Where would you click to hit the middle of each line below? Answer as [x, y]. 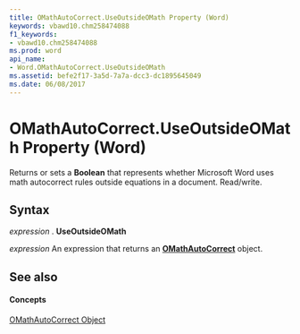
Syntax [29, 210]
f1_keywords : [33, 34]
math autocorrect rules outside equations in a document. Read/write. [136, 182]
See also [33, 277]
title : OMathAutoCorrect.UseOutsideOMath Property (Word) [119, 17]
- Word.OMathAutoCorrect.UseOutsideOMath [87, 68]
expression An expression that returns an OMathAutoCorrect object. [136, 249]
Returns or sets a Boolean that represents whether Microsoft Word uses [142, 172]
